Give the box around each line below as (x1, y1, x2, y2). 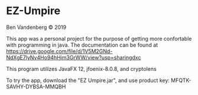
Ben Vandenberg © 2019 (6, 24, 67, 31)
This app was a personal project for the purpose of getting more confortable (6, 35, 192, 42)
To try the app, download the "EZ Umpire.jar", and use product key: (6, 77, 170, 84)
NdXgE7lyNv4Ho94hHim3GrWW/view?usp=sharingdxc (6, 54, 141, 61)
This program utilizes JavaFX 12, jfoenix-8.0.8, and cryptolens (6, 65, 157, 72)
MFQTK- (171, 77, 191, 84)
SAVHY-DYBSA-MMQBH (6, 83, 66, 90)
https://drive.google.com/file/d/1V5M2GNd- (6, 47, 113, 54)
